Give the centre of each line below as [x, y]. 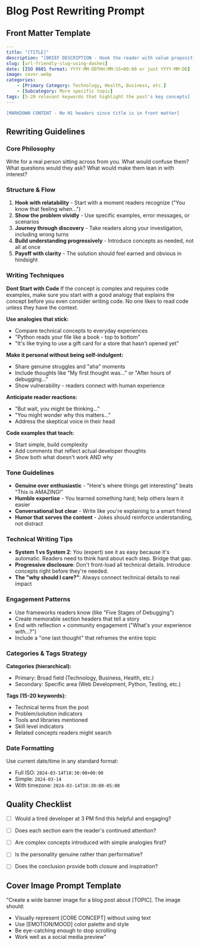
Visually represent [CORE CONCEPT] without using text [83, 918]
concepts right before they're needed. [62, 571]
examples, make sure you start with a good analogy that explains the [90, 294]
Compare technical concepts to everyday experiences [81, 330]
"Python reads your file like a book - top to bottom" [78, 337]
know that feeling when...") [48, 209]
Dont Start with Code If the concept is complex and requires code [87, 288]
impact [23, 584]
